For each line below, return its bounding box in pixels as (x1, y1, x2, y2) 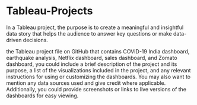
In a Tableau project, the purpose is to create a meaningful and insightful (6, 24, 184, 31)
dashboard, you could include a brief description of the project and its (6, 61, 177, 68)
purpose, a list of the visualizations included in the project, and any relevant (6, 66, 191, 74)
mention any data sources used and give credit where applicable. (6, 79, 166, 87)
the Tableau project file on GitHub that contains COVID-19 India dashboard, (6, 47, 190, 55)
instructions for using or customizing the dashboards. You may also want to (6, 73, 191, 80)
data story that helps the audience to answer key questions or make (6, 30, 172, 37)
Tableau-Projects (6, 4, 93, 18)
